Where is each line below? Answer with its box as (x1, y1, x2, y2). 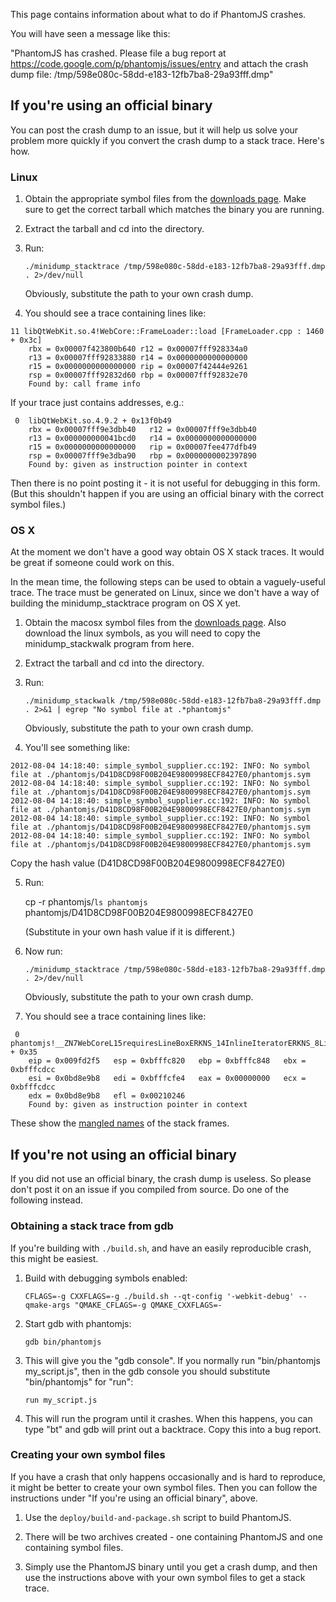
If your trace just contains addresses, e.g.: (10, 397, 185, 409)
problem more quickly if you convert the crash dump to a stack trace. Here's (10, 134, 325, 146)
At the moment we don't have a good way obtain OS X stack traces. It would (10, 546, 325, 558)
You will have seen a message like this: (10, 28, 171, 39)
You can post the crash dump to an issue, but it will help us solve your (10, 124, 299, 136)
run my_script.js (24, 1395, 98, 1405)
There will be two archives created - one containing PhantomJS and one (24, 1530, 323, 1543)
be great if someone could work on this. (10, 557, 175, 569)
